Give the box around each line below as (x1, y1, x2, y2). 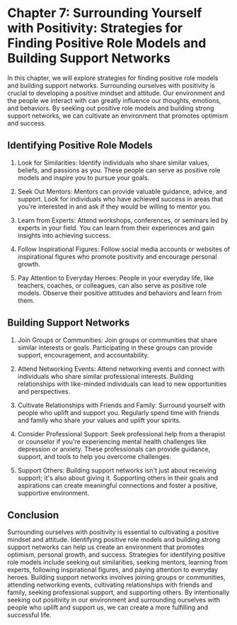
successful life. (7, 611, 52, 619)
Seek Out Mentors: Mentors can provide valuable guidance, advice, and (17, 187, 228, 196)
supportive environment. (17, 488, 90, 497)
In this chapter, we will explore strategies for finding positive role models (7, 73, 219, 82)
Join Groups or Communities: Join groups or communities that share (17, 336, 218, 344)
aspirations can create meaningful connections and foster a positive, (17, 481, 218, 490)
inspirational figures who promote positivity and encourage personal (17, 252, 217, 260)
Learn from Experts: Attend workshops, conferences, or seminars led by (17, 216, 229, 224)
